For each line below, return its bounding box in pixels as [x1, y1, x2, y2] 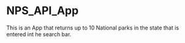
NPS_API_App [6, 4, 79, 18]
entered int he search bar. [6, 30, 72, 37]
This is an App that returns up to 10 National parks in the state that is [6, 24, 179, 31]
